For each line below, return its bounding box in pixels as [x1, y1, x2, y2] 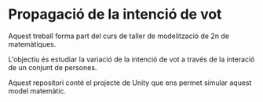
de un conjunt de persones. [8, 62, 97, 72]
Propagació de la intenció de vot [8, 5, 222, 23]
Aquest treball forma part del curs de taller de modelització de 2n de [8, 31, 230, 40]
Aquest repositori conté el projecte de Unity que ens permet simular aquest [8, 78, 252, 87]
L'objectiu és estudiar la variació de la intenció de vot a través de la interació [8, 55, 255, 64]
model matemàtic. [8, 86, 67, 95]
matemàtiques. [8, 39, 57, 48]
